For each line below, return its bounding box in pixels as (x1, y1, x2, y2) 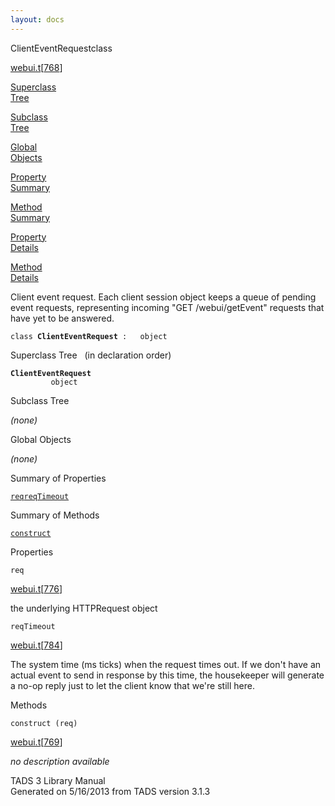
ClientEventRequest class (10, 42, 113, 54)
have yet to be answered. (10, 312, 115, 324)
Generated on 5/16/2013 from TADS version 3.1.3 (10, 785, 211, 797)
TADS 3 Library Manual (10, 774, 106, 786)
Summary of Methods (10, 509, 100, 521)
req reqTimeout (10, 491, 70, 501)
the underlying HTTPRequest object (10, 602, 158, 614)
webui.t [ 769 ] (10, 736, 63, 748)
